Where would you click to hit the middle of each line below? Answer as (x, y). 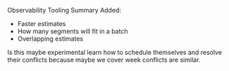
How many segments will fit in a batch (73, 31)
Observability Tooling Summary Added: (64, 10)
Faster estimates (42, 24)
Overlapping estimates (50, 39)
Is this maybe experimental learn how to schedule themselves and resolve (114, 52)
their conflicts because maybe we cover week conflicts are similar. (104, 60)
